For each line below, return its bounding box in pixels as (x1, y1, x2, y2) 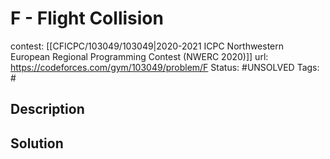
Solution (10, 135, 64, 152)
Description (10, 101, 85, 118)
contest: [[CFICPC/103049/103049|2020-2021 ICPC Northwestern (10, 40, 285, 52)
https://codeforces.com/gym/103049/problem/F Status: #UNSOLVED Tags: (10, 61, 320, 73)
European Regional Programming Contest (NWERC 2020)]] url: (10, 50, 269, 62)
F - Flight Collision (10, 7, 164, 30)
